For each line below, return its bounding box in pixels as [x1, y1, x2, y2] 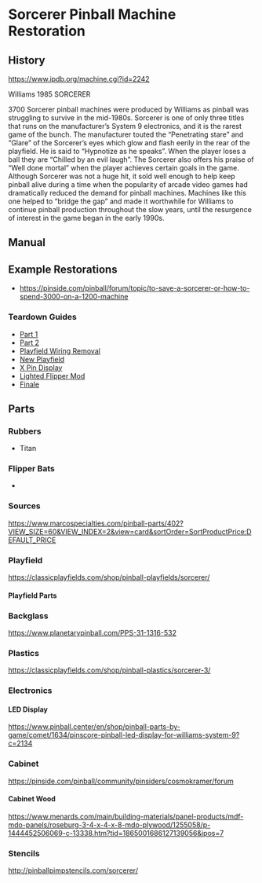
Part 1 [19, 329, 38, 339]
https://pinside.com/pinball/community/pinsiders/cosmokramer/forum [8, 776, 234, 786]
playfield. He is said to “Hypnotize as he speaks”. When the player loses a [8, 147, 246, 156]
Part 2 [19, 338, 40, 347]
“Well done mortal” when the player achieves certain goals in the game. [8, 163, 239, 172]
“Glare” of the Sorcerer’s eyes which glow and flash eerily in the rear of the [8, 138, 250, 147]
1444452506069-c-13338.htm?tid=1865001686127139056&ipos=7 [8, 828, 224, 837]
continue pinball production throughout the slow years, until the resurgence [8, 205, 253, 214]
